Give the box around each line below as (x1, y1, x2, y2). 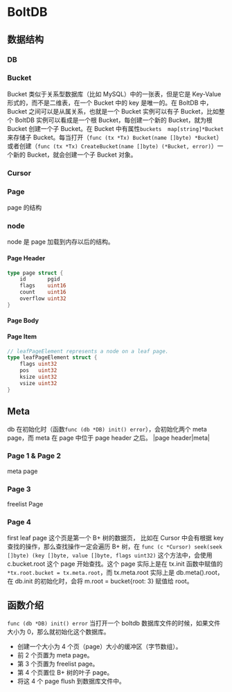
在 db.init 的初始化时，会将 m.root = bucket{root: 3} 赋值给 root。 (7, 577, 193, 585)
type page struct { (7, 269, 64, 276)
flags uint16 (19, 282, 67, 290)
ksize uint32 (19, 373, 57, 381)
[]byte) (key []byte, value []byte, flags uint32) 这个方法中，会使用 (7, 551, 213, 560)
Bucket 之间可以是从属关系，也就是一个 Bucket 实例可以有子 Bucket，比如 (7, 107, 220, 115)
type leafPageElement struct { (7, 354, 98, 361)
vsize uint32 (19, 380, 57, 387)
